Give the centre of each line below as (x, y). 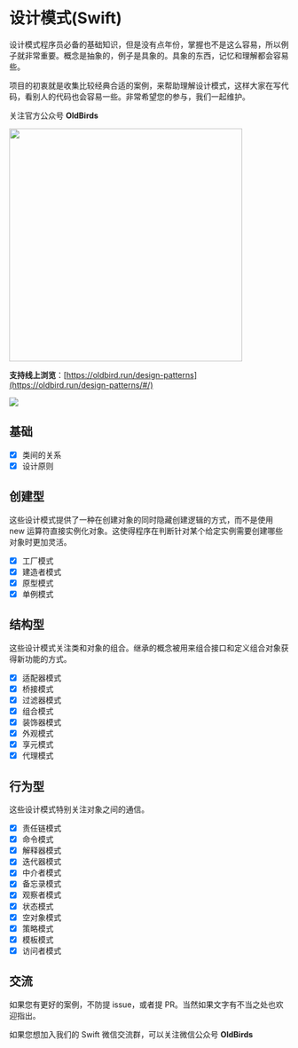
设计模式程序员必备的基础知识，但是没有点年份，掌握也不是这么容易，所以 (145, 44)
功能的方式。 (48, 658)
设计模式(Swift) (66, 18)
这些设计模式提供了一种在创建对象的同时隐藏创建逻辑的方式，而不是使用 (141, 519)
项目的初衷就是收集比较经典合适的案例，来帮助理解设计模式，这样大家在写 (145, 85)
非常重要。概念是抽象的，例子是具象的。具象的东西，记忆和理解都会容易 (157, 55)
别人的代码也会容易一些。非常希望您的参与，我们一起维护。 (141, 96)
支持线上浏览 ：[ (38, 374)
